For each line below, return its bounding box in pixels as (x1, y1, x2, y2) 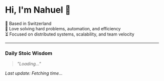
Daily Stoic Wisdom (5, 50, 53, 57)
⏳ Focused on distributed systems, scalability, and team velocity (5, 31, 135, 37)
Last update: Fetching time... (5, 70, 63, 76)
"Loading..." (17, 61, 41, 67)
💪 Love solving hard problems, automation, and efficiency (5, 25, 121, 31)
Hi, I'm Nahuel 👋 (5, 4, 71, 16)
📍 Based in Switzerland (5, 20, 52, 26)
